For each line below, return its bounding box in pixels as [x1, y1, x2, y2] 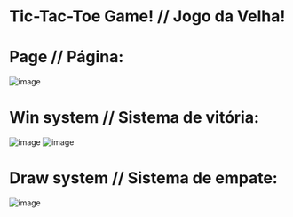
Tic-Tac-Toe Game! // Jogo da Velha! [9, 6, 286, 27]
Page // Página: [9, 47, 124, 68]
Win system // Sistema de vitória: [9, 108, 260, 128]
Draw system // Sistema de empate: [9, 168, 278, 189]
